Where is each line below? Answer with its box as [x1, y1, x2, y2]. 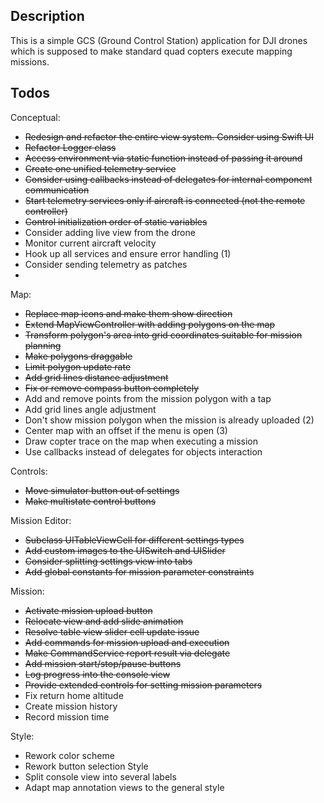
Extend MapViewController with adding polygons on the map [24, 318, 276, 330]
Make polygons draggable [24, 350, 133, 362]
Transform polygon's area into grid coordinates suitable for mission [24, 329, 303, 341]
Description [10, 8, 85, 25]
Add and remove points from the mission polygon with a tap [24, 392, 272, 404]
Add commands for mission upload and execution [24, 636, 230, 648]
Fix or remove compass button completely [24, 382, 200, 394]
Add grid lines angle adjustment [24, 403, 157, 415]
